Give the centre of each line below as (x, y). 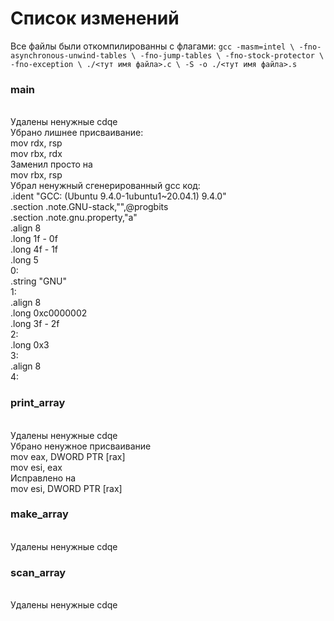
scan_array (38, 572)
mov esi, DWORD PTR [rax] (66, 488)
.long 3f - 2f (35, 324)
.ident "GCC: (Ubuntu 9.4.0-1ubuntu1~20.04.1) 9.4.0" (118, 196)
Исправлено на (43, 478)
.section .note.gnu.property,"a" (74, 218)
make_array (39, 514)
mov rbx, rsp (36, 175)
